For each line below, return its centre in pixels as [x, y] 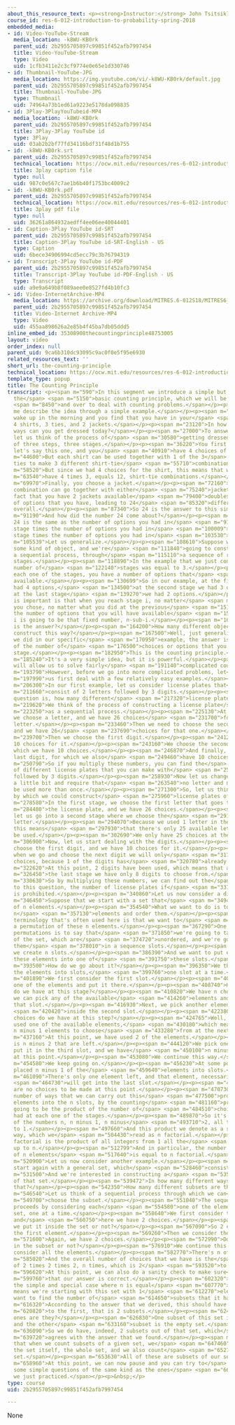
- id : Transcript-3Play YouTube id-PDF [65, 262]
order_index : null [34, 346]
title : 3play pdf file [47, 210]
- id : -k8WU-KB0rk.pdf [40, 190]
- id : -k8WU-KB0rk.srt [40, 151]
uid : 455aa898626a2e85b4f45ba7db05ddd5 [72, 327]
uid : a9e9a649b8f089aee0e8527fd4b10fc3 [72, 288]
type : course [26, 1383]
